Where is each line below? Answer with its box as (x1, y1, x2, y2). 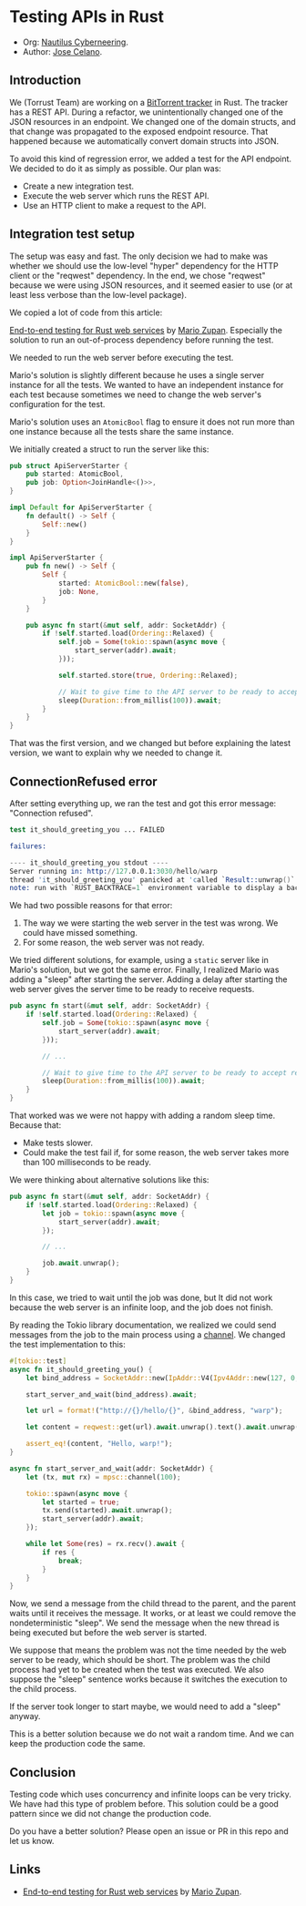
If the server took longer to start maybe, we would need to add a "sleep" (9, 1701, 281, 1712)
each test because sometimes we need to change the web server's (9, 389, 262, 400)
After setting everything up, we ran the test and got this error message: (9, 798, 277, 808)
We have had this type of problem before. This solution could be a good (9, 1798, 280, 1809)
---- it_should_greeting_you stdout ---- (9, 858, 169, 867)
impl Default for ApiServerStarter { (9, 503, 153, 512)
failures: (9, 841, 47, 851)
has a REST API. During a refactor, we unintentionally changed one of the (9, 107, 284, 118)
